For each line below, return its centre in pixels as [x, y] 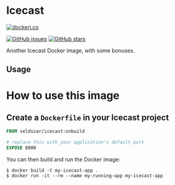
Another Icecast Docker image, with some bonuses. [71, 50]
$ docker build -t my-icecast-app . [52, 170]
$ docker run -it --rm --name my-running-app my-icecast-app [85, 175]
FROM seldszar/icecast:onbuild [46, 131]
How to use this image [63, 96]
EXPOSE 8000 [21, 148]
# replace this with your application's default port [75, 142]
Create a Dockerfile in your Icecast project [87, 117]
